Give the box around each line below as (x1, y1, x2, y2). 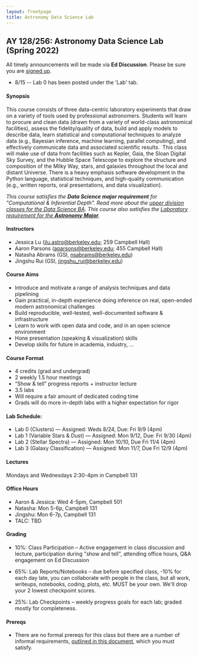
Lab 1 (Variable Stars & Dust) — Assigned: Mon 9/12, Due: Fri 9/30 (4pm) (14, 432, 192, 439)
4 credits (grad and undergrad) (14, 368, 90, 375)
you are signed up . (6, 68, 52, 75)
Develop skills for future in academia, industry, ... (14, 340, 134, 347)
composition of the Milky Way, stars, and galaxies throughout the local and (6, 162, 188, 170)
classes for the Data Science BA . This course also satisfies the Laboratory (6, 205, 188, 212)
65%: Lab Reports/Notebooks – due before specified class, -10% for (14, 567, 181, 575)
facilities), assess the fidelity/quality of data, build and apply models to (6, 125, 178, 132)
